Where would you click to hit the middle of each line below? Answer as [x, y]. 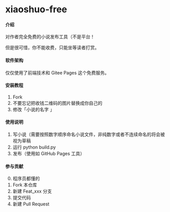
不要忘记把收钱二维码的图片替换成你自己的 [57, 103]
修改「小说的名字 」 [33, 109]
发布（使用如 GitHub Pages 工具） [49, 154]
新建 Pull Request [31, 204]
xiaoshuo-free [36, 9]
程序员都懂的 [26, 179]
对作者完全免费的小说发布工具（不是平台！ [50, 37]
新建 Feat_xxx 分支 [32, 191]
